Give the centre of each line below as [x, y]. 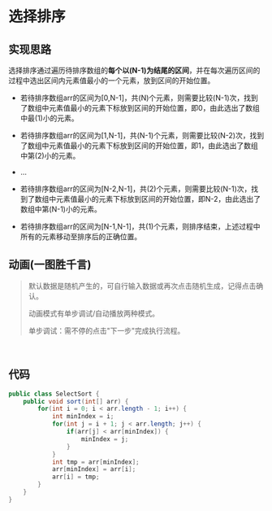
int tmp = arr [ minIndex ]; [95, 462]
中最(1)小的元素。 [49, 118]
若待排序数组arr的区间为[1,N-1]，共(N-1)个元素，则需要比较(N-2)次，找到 [142, 135]
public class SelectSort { [54, 394]
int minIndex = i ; [83, 417]
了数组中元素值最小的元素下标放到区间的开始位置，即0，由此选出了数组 [140, 108]
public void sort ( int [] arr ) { [76, 401]
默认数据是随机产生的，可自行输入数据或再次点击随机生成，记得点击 [142, 286]
